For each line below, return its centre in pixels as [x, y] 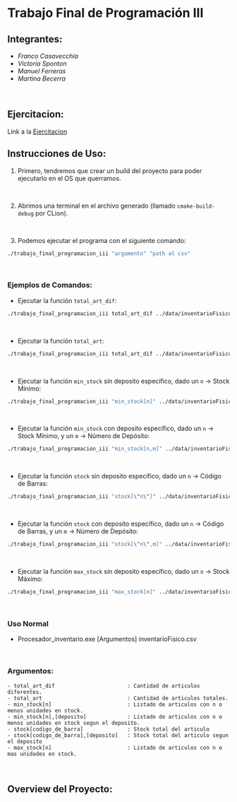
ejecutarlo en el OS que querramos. [69, 178]
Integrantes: [35, 39]
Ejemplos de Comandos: [50, 285]
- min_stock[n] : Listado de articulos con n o [115, 704]
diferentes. [25, 692]
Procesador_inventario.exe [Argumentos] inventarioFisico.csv [107, 639]
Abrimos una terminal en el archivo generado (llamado [96, 206]
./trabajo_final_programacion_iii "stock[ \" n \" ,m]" [85, 544]
